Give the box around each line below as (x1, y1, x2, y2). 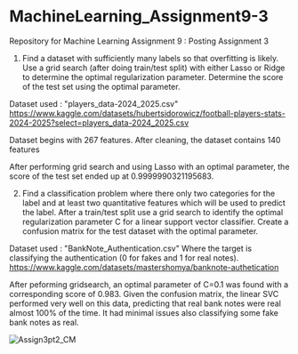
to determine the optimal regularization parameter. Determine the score (21, 71, 284, 82)
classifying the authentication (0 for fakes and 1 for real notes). (9, 252, 239, 263)
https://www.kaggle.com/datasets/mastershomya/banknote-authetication (9, 261, 279, 272)
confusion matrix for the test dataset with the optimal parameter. (21, 225, 259, 237)
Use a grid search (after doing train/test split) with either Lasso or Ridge (21, 62, 286, 73)
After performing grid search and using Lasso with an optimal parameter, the (9, 161, 290, 172)
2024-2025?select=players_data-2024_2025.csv (9, 117, 189, 128)
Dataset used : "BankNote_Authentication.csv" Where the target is (9, 243, 252, 253)
